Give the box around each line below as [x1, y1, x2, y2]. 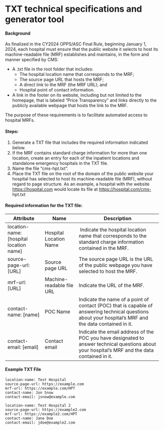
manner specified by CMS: [5, 57, 59, 63]
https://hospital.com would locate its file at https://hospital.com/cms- [12, 186, 151, 192]
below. [12, 144, 26, 150]
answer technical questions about [79, 340, 156, 347]
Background [5, 30, 31, 36]
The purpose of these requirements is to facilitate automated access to [5, 112, 148, 118]
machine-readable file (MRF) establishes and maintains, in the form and [5, 51, 149, 57]
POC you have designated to [79, 334, 144, 341]
